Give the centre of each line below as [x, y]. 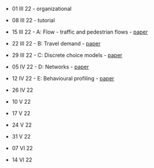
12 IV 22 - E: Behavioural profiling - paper [63, 78]
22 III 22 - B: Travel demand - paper [56, 43]
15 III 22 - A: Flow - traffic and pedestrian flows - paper [80, 32]
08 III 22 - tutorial [33, 20]
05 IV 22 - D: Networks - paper [50, 67]
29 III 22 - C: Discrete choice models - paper [67, 55]
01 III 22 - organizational [42, 9]
